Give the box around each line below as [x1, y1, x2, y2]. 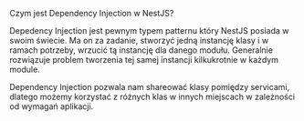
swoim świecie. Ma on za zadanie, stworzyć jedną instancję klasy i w [9, 35, 269, 45]
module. [9, 64, 41, 75]
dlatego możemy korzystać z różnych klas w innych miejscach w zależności [9, 91, 295, 102]
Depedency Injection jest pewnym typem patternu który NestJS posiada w [9, 25, 289, 35]
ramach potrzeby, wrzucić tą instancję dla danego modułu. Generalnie [9, 45, 274, 55]
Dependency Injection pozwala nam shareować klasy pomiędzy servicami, [9, 82, 290, 92]
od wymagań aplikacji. [9, 101, 94, 112]
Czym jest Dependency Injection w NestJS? [9, 8, 174, 18]
